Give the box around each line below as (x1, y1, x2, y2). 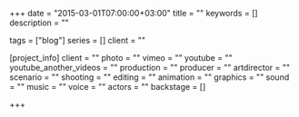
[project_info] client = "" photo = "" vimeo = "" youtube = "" (9, 53, 234, 63)
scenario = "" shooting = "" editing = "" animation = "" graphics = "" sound (9, 72, 290, 83)
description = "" (9, 17, 70, 28)
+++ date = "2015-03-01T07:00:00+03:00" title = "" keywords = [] (9, 8, 258, 18)
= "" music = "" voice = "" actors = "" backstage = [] (9, 82, 206, 92)
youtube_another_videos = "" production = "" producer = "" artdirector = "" (9, 63, 291, 73)
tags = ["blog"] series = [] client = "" (9, 35, 145, 45)
